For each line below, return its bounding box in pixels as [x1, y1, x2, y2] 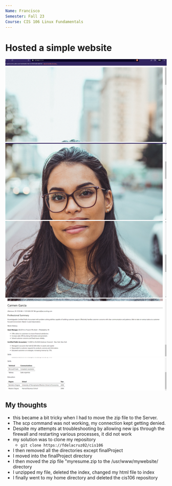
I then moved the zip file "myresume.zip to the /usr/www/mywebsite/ [12, 458, 159, 464]
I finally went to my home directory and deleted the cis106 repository [12, 474, 158, 480]
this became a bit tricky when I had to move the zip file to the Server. [12, 414, 158, 421]
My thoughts [5, 401, 47, 409]
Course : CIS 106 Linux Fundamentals [5, 19, 83, 24]
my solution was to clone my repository [12, 436, 96, 442]
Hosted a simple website [5, 42, 112, 53]
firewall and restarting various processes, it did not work [12, 431, 132, 437]
